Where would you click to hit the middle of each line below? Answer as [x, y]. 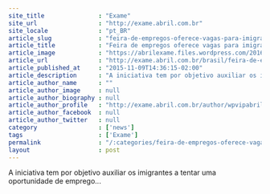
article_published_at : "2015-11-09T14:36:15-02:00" [106, 68]
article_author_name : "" [61, 83]
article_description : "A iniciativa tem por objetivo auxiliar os [133, 75]
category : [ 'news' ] [72, 127]
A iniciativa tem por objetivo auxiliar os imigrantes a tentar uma [112, 172]
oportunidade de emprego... [55, 181]
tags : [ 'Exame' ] [73, 135]
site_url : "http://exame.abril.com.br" [106, 23]
